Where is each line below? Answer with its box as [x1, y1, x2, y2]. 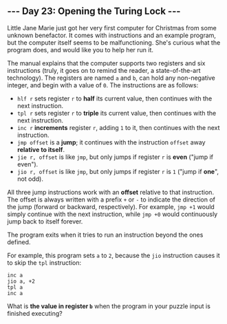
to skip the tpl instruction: [7, 258, 81, 267]
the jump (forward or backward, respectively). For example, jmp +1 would [7, 202, 215, 210]
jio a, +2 [7, 278, 36, 285]
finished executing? [7, 309, 63, 317]
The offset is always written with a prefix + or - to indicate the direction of [7, 195, 215, 204]
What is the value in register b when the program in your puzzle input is [7, 302, 211, 310]
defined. [7, 237, 31, 246]
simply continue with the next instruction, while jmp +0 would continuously [7, 210, 218, 218]
